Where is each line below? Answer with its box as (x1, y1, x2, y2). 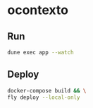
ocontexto (7, 2, 69, 18)
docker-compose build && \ (7, 87, 87, 94)
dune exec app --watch (7, 49, 74, 56)
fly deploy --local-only (7, 94, 80, 101)
